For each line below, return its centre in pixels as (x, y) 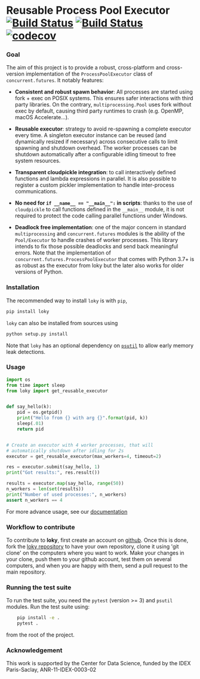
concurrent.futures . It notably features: (55, 80)
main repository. (26, 572)
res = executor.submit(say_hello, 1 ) (53, 467)
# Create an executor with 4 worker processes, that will (80, 445)
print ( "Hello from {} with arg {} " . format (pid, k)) (82, 418)
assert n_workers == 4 (34, 500)
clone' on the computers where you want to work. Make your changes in (95, 553)
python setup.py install (37, 334)
